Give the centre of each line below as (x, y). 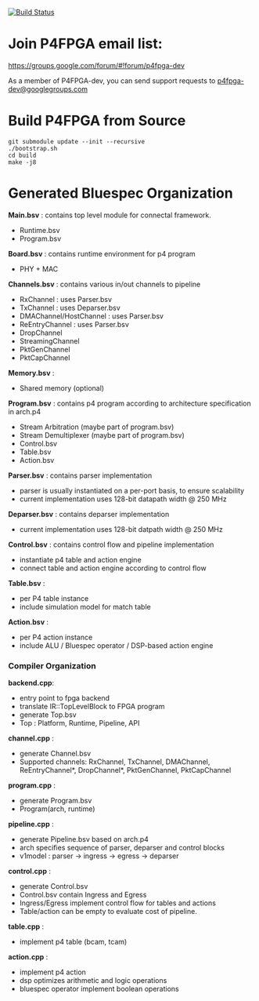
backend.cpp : (31, 683)
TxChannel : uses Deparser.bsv (70, 308)
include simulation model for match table (85, 606)
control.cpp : (29, 872)
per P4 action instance (56, 637)
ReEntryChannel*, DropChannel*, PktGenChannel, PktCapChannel (125, 770)
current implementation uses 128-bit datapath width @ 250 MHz (123, 499)
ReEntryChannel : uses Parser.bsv (74, 324)
